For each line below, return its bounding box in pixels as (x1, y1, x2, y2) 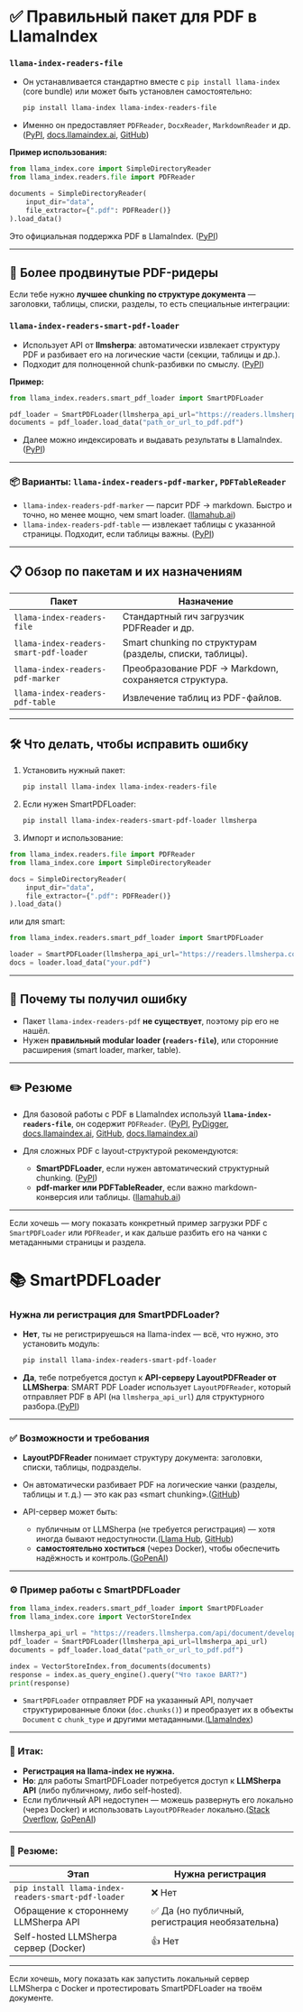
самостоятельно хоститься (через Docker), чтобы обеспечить (35, 1543, 280, 1554)
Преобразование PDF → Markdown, (122, 662, 279, 675)
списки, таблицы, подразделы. (22, 1462, 142, 1472)
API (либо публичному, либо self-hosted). (22, 1785, 182, 1795)
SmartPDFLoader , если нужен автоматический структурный (35, 1162, 270, 1174)
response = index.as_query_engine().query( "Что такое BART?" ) (9, 1670, 248, 1679)
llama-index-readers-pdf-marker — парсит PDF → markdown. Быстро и (22, 499, 293, 511)
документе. (9, 1992, 54, 2004)
